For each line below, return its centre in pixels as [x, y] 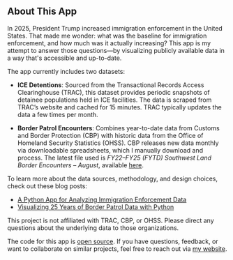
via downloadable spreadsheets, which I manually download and [110, 150]
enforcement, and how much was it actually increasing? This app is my [109, 43]
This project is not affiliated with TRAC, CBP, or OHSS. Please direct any [111, 220]
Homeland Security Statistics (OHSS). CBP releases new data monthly [118, 143]
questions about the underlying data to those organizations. [93, 228]
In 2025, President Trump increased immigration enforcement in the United [115, 28]
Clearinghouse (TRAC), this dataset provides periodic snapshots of [114, 92]
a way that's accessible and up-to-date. [65, 58]
